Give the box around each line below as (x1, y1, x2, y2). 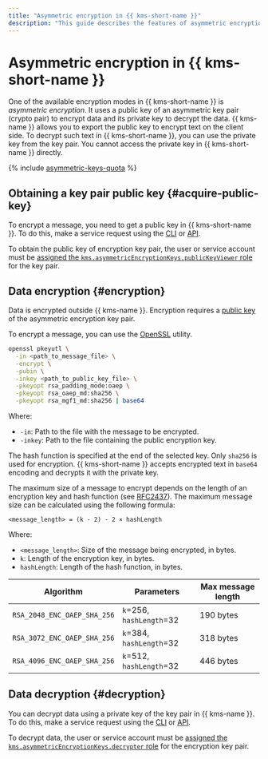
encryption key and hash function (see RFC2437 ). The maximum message (8, 492, 253, 502)
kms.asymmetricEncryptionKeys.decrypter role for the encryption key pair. (8, 741, 250, 751)
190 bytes (199, 610, 238, 621)
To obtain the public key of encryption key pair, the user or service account (8, 244, 255, 254)
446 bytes (199, 656, 238, 667)
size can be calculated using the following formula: (8, 500, 175, 510)
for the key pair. (8, 261, 60, 271)
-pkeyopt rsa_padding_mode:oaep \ (15, 382, 130, 390)
